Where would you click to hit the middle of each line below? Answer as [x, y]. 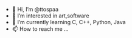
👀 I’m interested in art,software [50, 16]
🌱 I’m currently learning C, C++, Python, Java [69, 22]
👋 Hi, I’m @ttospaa [35, 9]
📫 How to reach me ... [40, 29]
